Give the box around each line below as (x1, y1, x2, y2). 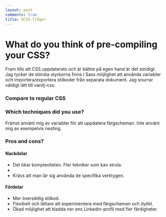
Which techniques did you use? (5, 108, 84, 115)
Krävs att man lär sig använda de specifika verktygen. (12, 172, 125, 179)
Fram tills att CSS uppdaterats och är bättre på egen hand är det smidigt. (5, 66, 156, 72)
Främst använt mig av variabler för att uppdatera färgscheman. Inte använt (5, 120, 160, 126)
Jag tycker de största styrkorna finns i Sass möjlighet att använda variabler (5, 71, 161, 77)
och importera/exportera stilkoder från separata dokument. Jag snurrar (5, 77, 153, 83)
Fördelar (5, 184, 24, 190)
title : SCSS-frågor (5, 17, 46, 22)
